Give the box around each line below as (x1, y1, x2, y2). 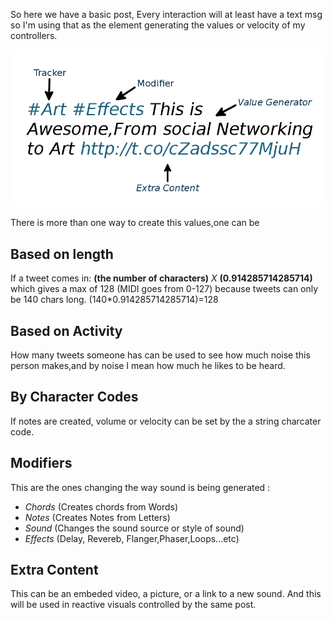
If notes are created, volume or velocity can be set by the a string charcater (10, 415, 322, 427)
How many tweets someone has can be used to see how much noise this (10, 349, 311, 361)
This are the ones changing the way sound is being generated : (10, 481, 271, 493)
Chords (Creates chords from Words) (24, 500, 179, 513)
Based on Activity (10, 322, 123, 339)
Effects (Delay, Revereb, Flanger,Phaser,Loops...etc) (24, 532, 240, 544)
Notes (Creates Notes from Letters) (24, 511, 171, 523)
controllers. (10, 30, 58, 41)
